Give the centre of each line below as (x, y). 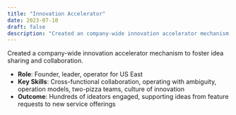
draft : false (26, 27)
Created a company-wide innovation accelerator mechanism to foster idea (116, 53)
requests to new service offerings (66, 104)
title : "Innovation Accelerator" (57, 14)
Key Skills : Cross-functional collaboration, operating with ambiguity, (117, 82)
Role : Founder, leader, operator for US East (80, 74)
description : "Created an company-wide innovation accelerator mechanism (118, 33)
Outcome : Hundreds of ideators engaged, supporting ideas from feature (123, 97)
